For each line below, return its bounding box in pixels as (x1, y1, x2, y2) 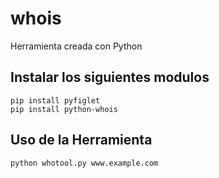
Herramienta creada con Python (10, 40, 143, 52)
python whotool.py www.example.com (10, 158, 159, 168)
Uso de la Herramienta (10, 132, 153, 149)
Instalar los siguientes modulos (10, 69, 210, 86)
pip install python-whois (10, 104, 118, 114)
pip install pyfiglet (10, 95, 101, 106)
